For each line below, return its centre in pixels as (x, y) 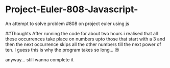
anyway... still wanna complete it (40, 59)
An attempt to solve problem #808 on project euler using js (67, 24)
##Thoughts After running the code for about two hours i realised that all (82, 33)
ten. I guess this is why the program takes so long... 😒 (63, 50)
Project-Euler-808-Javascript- (72, 9)
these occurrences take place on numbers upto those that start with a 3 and (85, 39)
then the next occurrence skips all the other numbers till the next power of (83, 44)
